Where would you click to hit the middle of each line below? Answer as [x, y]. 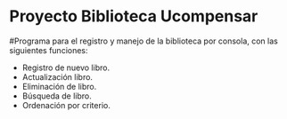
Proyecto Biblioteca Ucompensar [134, 16]
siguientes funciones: [49, 50]
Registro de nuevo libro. [66, 67]
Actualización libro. [57, 76]
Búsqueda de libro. [57, 96]
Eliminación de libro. [59, 86]
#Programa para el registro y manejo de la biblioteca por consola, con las [143, 41]
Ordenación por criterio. [66, 105]
